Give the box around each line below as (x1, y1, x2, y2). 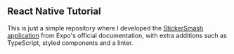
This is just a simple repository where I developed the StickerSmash (7, 24, 204, 32)
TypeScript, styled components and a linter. (7, 38, 134, 47)
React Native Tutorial (7, 6, 101, 17)
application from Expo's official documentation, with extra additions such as (7, 31, 227, 39)
